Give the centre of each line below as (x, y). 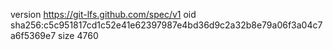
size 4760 (78, 35)
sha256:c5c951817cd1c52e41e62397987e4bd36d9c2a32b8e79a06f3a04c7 (166, 25)
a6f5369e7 (33, 35)
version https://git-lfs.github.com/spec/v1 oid (103, 14)
